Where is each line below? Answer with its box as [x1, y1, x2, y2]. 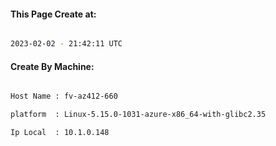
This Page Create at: [10, 8, 97, 20]
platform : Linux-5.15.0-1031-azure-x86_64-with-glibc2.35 [10, 110, 267, 120]
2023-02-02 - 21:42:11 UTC [10, 39, 123, 49]
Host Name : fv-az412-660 [10, 91, 118, 102]
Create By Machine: [10, 60, 95, 72]
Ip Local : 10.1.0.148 [10, 128, 110, 138]
